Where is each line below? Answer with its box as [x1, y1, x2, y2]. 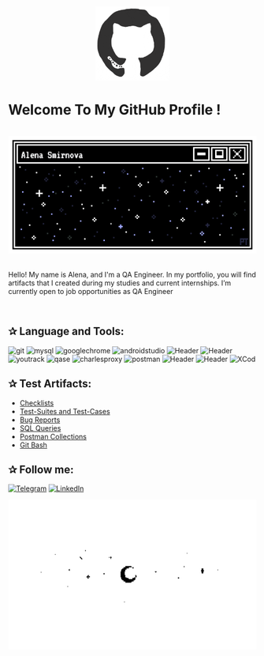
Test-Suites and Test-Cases [19, 406, 110, 416]
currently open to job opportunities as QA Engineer [8, 286, 173, 296]
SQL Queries [19, 423, 61, 432]
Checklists [19, 398, 54, 408]
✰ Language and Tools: [8, 325, 125, 338]
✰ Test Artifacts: [8, 377, 92, 390]
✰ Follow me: [8, 462, 74, 476]
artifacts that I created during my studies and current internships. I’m [8, 278, 231, 288]
